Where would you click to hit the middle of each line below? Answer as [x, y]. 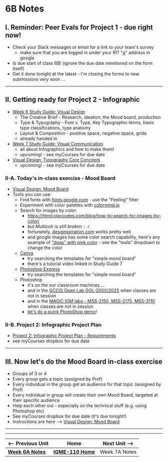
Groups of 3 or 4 [29, 374]
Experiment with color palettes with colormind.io [70, 205]
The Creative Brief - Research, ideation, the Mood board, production [90, 117]
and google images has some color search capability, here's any [94, 237]
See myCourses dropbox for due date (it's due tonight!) [69, 416]
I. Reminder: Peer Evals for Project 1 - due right [79, 27]
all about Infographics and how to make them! [67, 149]
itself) [18, 69]
